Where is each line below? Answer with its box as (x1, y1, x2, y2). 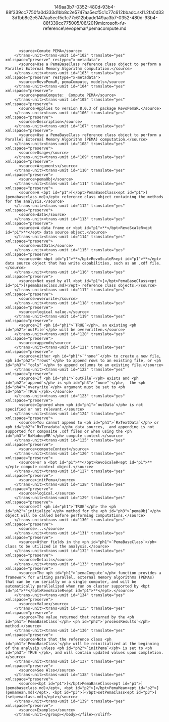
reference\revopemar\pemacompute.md (42, 25, 127, 31)
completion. (138, 650, 164, 655)
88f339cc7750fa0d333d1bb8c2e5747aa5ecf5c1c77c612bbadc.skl (6, 9, 143, 15)
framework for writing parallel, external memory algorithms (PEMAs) (5, 575, 155, 580)
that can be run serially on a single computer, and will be (5, 579, 137, 584)
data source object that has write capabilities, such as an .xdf (5, 261, 148, 266)
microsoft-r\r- (98, 20, 127, 26)
